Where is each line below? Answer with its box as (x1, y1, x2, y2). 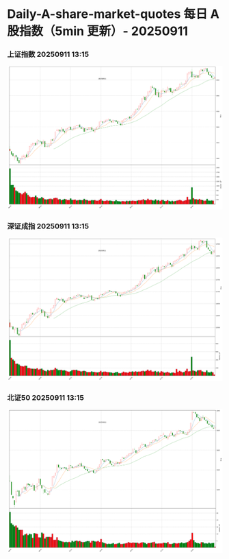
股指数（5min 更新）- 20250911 (7, 23, 189, 39)
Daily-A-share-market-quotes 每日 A (7, 6, 220, 22)
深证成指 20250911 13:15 (7, 221, 90, 230)
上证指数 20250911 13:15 (7, 49, 90, 59)
